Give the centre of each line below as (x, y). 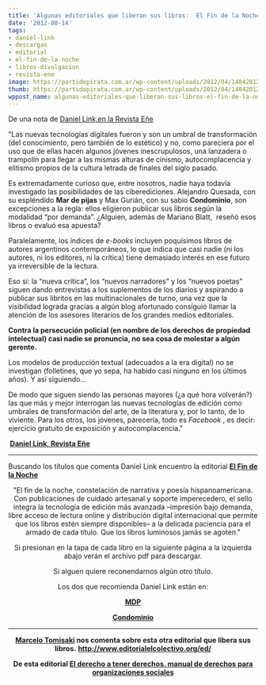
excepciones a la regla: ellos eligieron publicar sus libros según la (115, 209)
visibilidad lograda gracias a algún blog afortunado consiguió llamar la (122, 306)
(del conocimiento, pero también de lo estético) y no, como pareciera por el (131, 143)
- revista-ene (32, 74)
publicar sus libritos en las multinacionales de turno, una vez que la (118, 299)
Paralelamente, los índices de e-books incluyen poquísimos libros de (120, 241)
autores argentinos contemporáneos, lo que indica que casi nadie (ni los (126, 249)
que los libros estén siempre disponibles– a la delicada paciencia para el (133, 524)
